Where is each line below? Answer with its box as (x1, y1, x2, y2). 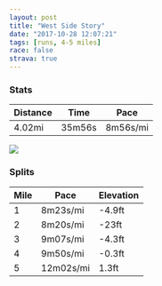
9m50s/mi (41, 247, 85, 259)
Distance (13, 107, 53, 119)
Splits (9, 166, 35, 179)
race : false (9, 46, 53, 55)
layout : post (9, 12, 58, 22)
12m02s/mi (41, 261, 91, 274)
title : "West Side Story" (9, 21, 105, 30)
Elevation (98, 188, 140, 201)
